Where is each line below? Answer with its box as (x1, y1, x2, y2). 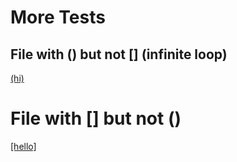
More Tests (10, 6, 106, 29)
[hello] (10, 140, 37, 152)
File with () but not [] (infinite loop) (10, 46, 228, 63)
